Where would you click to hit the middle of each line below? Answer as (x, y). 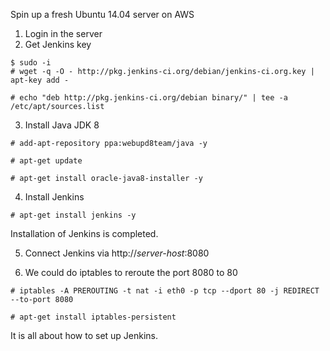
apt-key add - (40, 80)
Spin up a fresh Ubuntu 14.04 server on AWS (102, 14)
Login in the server (63, 33)
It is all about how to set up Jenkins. (84, 335)
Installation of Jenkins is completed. (84, 233)
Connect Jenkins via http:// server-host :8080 (117, 253)
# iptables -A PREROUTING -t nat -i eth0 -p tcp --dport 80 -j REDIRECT (165, 291)
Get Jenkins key (58, 44)
